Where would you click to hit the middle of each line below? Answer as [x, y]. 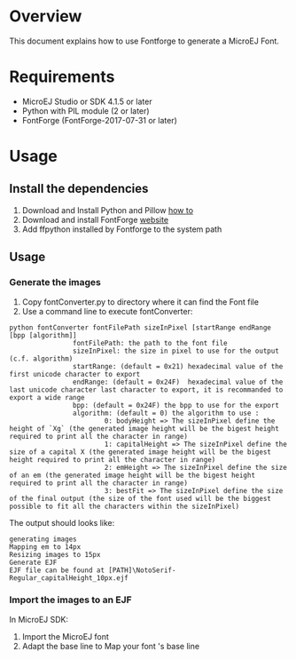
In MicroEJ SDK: [39, 619]
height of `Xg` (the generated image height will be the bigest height [144, 428]
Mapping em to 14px [45, 547]
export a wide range [47, 397]
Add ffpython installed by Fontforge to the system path [122, 229]
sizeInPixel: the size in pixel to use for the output [175, 351]
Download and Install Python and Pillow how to [107, 210]
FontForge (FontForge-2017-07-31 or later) [99, 120]
